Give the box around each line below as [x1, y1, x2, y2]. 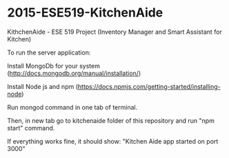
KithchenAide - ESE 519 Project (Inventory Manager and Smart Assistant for [7, 28, 222, 36]
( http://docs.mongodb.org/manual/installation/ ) [7, 69, 141, 77]
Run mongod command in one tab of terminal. [7, 103, 138, 111]
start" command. [7, 124, 55, 132]
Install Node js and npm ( [7, 82, 78, 90]
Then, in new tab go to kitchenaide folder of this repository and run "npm [7, 116, 215, 125]
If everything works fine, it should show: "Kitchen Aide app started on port [7, 137, 219, 146]
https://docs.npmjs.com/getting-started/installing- [77, 82, 221, 90]
